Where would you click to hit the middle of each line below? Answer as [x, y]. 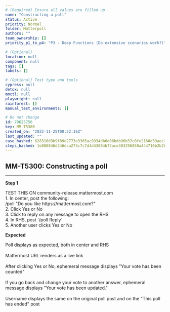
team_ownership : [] [26, 38]
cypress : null [20, 85]
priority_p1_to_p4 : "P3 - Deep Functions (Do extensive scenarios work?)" [86, 43]
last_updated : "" [24, 136]
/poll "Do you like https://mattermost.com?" [51, 204]
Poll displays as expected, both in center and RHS [57, 245]
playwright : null [24, 99]
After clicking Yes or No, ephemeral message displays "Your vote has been [83, 266]
